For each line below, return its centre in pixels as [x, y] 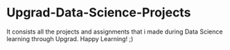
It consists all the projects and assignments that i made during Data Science [115, 32]
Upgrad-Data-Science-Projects [99, 13]
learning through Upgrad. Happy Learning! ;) [70, 38]
